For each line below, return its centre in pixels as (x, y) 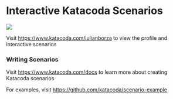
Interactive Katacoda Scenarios (84, 11)
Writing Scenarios (32, 59)
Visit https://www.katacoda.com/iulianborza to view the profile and (87, 38)
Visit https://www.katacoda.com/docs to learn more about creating (87, 72)
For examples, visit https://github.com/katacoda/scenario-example (86, 90)
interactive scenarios (31, 44)
